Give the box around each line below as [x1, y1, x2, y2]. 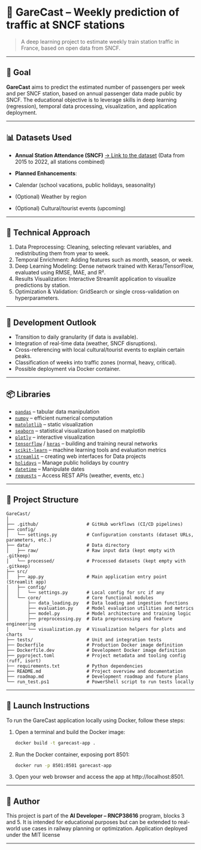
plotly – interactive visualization [14, 433, 95, 441]
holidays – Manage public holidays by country [14, 459, 129, 466]
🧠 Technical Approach [6, 228, 91, 238]
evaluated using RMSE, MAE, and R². [14, 269, 106, 276]
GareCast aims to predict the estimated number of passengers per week [6, 83, 185, 91]
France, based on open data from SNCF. [20, 44, 121, 52]
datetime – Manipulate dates [14, 465, 85, 472]
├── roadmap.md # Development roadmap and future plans [6, 674, 188, 680]
